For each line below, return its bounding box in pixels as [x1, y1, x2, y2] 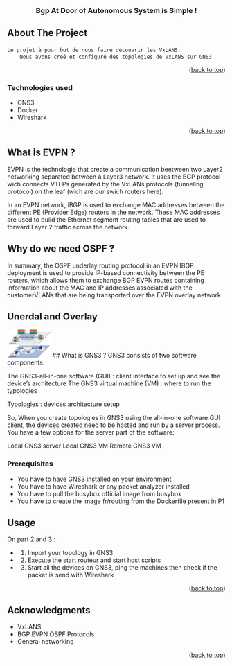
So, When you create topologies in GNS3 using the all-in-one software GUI [7, 414, 221, 422]
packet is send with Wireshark [27, 571, 114, 579]
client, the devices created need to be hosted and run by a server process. [7, 421, 220, 429]
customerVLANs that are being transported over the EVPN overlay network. [7, 290, 223, 299]
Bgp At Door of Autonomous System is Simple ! [35, 6, 197, 15]
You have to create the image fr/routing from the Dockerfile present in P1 [17, 497, 225, 505]
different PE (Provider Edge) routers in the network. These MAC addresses [7, 208, 220, 216]
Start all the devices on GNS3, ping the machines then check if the [27, 563, 217, 572]
